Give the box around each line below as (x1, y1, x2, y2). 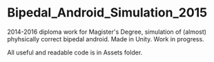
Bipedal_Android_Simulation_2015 (7, 5, 208, 21)
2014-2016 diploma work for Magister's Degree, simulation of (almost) (7, 28, 207, 36)
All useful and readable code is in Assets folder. (7, 48, 143, 56)
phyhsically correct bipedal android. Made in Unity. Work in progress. (7, 34, 205, 43)
